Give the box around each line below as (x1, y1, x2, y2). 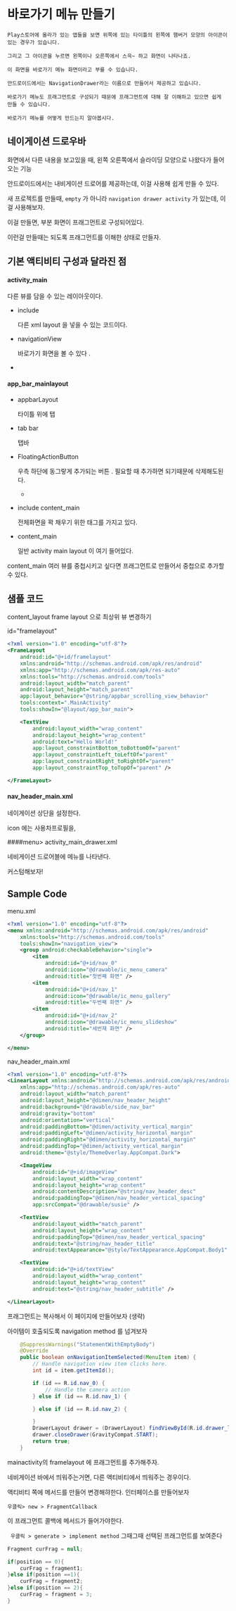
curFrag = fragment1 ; (20, 1565, 83, 1572)
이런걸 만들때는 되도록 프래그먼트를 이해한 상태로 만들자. (7, 233, 162, 241)
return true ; (32, 1438, 71, 1445)
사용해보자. (14, 203, 46, 211)
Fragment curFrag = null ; (7, 1546, 83, 1553)
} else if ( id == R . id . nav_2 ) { (32, 1405, 128, 1413)
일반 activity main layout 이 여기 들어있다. (17, 546, 133, 555)
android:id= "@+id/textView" (32, 1266, 114, 1273)
